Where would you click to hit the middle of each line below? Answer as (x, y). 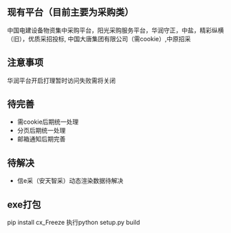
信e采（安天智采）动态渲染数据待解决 (70, 181)
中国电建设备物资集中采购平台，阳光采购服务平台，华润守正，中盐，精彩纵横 (115, 30)
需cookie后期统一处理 (48, 122)
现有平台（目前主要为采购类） (70, 12)
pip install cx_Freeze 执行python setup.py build (74, 223)
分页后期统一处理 (41, 131)
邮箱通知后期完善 (41, 139)
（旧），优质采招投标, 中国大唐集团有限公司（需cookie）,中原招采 (99, 38)
